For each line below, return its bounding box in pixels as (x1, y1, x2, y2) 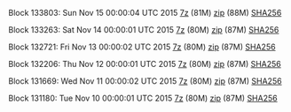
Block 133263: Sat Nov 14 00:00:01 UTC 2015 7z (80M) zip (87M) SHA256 (8, 25, 279, 34)
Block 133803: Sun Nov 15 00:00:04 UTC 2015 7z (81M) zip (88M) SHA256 (8, 8, 282, 18)
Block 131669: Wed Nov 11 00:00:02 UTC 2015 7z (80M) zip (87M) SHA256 (8, 76, 282, 86)
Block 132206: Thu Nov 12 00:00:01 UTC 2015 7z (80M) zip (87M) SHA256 (8, 59, 281, 69)
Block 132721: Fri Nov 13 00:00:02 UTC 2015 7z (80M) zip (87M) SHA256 (8, 41, 276, 52)
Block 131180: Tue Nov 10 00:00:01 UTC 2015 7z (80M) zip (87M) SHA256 (8, 93, 278, 103)
